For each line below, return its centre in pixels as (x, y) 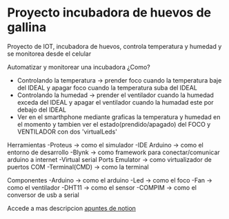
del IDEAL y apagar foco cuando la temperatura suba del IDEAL (107, 87)
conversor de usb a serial (43, 195)
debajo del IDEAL (42, 109)
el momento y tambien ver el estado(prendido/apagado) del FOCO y (114, 124)
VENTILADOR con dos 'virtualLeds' (67, 132)
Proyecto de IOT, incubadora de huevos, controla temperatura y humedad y (114, 46)
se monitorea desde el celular (49, 54)
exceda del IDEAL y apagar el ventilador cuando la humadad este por (115, 102)
